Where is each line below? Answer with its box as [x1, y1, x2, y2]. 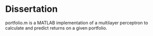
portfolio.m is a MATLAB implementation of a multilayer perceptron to [5, 20, 148, 26]
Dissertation [5, 3, 58, 15]
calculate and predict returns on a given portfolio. [5, 25, 107, 31]
